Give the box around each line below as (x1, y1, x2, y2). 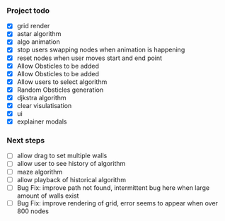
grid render (16, 22, 50, 30)
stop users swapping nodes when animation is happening (16, 45, 185, 54)
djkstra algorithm (16, 93, 67, 102)
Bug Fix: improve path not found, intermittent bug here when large (16, 183, 210, 192)
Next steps (6, 136, 45, 145)
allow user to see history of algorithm (16, 160, 126, 168)
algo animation (16, 37, 61, 46)
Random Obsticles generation (16, 85, 104, 94)
